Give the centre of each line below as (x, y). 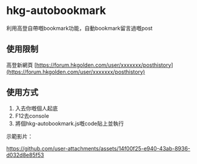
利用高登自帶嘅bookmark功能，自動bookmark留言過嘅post (79, 28)
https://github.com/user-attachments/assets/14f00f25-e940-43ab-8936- (98, 148)
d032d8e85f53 (25, 155)
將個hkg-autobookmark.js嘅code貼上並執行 (69, 123)
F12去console (32, 115)
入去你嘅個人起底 (36, 108)
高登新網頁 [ (22, 65)
